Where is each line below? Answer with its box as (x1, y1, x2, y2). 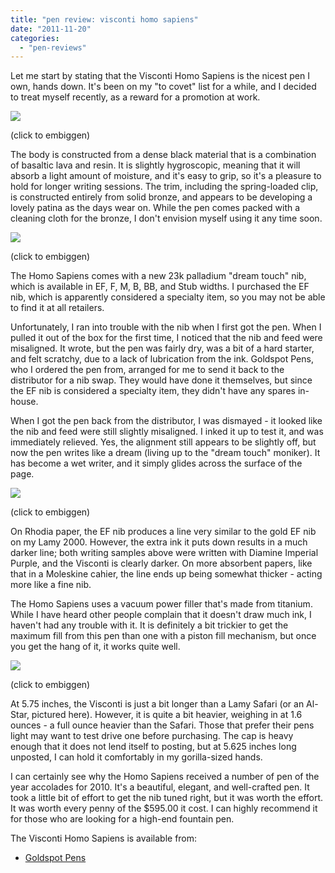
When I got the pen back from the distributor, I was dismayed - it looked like (10, 415, 323, 427)
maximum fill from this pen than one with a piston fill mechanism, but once (10, 630, 317, 642)
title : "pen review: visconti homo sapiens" (10, 14, 199, 25)
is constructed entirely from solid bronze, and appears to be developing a (10, 191, 313, 203)
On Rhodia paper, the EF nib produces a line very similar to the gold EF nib (10, 526, 317, 538)
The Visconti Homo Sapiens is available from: (10, 832, 198, 845)
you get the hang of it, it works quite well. (10, 641, 181, 653)
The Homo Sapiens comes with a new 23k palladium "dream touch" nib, (10, 270, 307, 282)
